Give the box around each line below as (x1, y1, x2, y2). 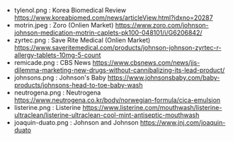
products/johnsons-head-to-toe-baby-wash (13, 81, 143, 89)
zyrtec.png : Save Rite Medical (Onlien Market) (13, 36, 151, 44)
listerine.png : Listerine (13, 104, 81, 111)
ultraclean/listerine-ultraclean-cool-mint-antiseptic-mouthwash (13, 111, 200, 119)
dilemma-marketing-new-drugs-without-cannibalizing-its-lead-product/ (13, 66, 225, 74)
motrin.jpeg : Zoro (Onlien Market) (13, 21, 114, 29)
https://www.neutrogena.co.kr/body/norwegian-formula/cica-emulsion (13, 96, 221, 104)
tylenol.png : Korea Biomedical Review (13, 6, 126, 14)
